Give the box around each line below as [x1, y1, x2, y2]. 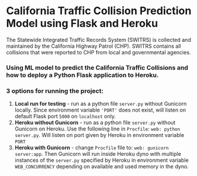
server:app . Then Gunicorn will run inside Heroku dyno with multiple [14, 151, 182, 158]
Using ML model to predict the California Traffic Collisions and [6, 63, 188, 71]
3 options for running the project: [6, 87, 104, 95]
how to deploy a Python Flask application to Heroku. [6, 71, 159, 79]
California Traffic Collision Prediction [6, 4, 192, 18]
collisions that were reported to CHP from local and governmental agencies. [6, 48, 191, 56]
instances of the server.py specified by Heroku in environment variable [14, 157, 189, 164]
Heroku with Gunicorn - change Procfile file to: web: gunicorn [14, 144, 169, 151]
